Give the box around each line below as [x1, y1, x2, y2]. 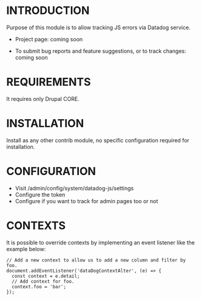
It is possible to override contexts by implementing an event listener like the [6, 238, 196, 246]
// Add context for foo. [12, 278, 75, 285]
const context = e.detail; [12, 273, 80, 279]
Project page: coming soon [15, 35, 83, 43]
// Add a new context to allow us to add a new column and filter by [6, 257, 186, 263]
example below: [6, 245, 46, 252]
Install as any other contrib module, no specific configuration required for [6, 136, 189, 144]
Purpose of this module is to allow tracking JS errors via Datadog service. [6, 24, 191, 31]
